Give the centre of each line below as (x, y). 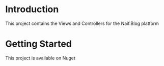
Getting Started (39, 44)
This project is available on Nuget (40, 58)
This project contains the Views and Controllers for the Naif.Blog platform (82, 23)
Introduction (32, 9)
